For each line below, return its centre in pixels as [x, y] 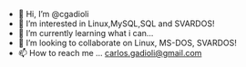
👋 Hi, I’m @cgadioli [53, 14]
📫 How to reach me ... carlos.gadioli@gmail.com [110, 53]
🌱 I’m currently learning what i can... [86, 33]
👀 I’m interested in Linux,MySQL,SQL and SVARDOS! [116, 24]
